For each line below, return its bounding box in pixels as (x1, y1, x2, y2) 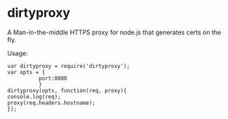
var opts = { (7, 69, 46, 76)
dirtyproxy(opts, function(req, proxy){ (7, 87, 128, 94)
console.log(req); (7, 93, 61, 100)
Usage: (7, 49, 28, 57)
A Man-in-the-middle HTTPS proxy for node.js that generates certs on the (7, 28, 222, 36)
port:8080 (38, 75, 68, 82)
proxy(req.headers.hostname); (7, 99, 96, 106)
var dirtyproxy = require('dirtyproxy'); (7, 62, 130, 69)
